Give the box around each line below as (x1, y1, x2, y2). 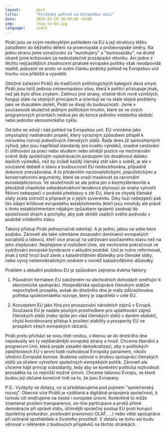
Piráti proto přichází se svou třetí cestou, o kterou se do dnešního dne (5, 333, 148, 339)
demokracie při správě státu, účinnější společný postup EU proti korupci (5, 406, 153, 412)
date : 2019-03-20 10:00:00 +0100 (5, 16, 92, 21)
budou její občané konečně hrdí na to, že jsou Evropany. (5, 375, 120, 381)
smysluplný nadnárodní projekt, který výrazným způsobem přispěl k (5, 132, 144, 138)
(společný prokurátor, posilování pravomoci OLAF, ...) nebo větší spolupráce (5, 411, 161, 417)
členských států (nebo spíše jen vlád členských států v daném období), (12, 313, 158, 319)
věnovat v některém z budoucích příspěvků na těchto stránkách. (5, 422, 137, 428)
